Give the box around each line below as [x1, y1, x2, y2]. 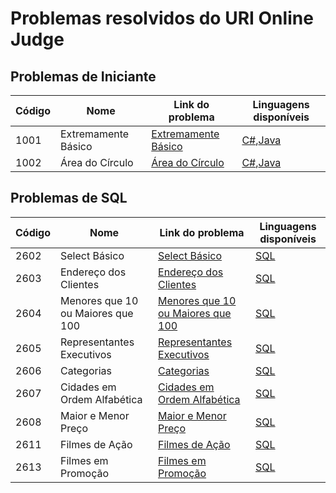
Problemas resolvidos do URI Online [10, 7, 314, 30]
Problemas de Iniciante [10, 68, 157, 85]
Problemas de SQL [10, 190, 128, 207]
